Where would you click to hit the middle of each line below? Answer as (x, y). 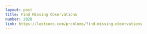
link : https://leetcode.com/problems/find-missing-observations (74, 24)
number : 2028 (19, 19)
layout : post (19, 10)
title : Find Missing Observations (41, 14)
